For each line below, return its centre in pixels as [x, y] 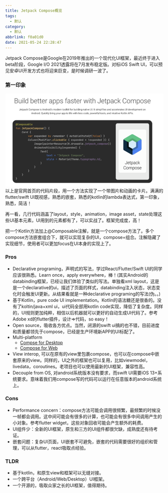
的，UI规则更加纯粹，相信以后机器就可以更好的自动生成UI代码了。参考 [85, 312]
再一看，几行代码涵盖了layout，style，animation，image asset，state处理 [81, 214]
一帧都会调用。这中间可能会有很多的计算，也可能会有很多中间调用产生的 [87, 416]
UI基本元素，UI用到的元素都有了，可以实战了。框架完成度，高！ [75, 220]
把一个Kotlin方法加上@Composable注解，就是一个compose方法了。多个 [80, 231]
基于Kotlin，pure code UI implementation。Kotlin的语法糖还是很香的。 [85, 300]
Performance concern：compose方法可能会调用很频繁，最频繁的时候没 [87, 410]
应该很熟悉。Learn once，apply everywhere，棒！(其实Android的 [80, 275]
